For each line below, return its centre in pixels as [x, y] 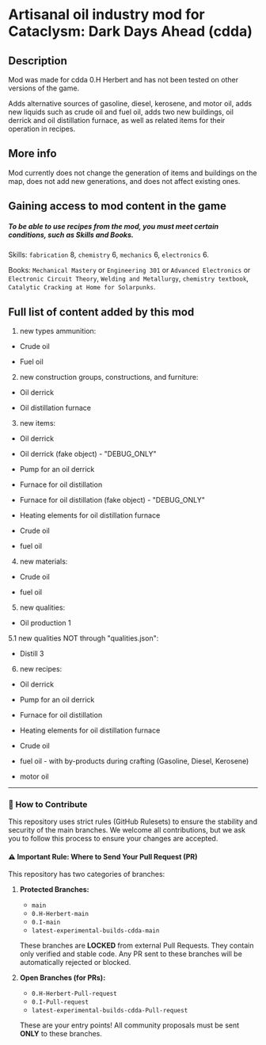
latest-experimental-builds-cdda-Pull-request [110, 1011]
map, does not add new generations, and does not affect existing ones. [124, 181]
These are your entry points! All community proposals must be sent [129, 1025]
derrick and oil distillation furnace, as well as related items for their [117, 120]
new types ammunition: [58, 331]
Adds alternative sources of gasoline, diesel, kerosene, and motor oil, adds [130, 103]
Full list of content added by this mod [101, 312]
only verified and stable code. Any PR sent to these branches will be [131, 954]
